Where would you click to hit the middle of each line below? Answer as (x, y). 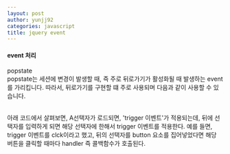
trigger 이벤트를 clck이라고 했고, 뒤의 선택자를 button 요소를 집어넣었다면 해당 (112, 135)
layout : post (26, 13)
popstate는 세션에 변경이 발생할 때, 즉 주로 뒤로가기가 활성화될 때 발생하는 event (115, 79)
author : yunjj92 (30, 20)
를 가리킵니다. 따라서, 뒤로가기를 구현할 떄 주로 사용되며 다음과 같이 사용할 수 (110, 88)
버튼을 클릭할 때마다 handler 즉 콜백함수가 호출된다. (77, 144)
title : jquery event (37, 33)
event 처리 (22, 55)
